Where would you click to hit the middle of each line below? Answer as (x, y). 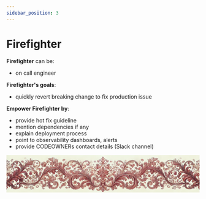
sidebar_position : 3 (33, 13)
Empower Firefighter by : (38, 108)
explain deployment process (51, 133)
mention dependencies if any (52, 127)
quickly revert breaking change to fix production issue (83, 96)
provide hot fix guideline (46, 120)
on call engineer (36, 73)
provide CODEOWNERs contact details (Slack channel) (85, 146)
